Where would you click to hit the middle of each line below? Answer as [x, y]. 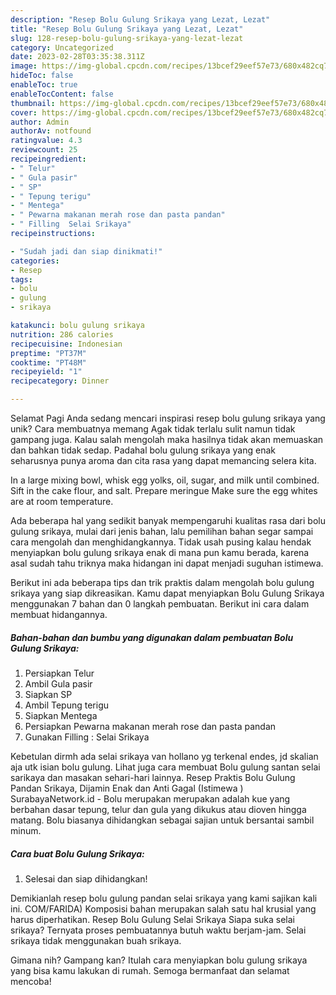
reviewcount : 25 [44, 150]
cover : [24, 112]
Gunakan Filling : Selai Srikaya [87, 737]
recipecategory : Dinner [60, 381]
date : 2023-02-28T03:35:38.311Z [77, 57]
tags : [21, 279]
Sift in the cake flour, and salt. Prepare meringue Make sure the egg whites [164, 490]
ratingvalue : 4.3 [46, 141]
